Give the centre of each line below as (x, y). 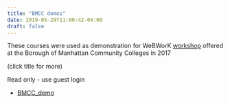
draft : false (26, 26)
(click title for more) (35, 67)
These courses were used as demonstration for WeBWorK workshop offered (115, 46)
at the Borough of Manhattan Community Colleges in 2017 (89, 53)
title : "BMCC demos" (37, 13)
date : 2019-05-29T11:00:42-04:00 (55, 20)
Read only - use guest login (46, 80)
